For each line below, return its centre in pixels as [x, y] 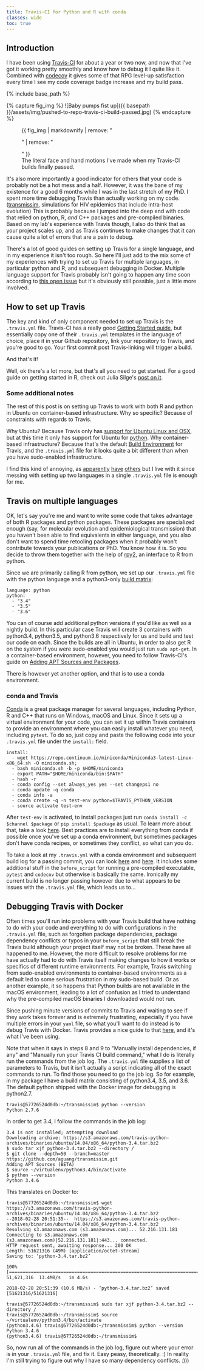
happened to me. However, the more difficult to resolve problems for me [97, 953]
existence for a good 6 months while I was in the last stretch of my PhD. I [97, 192]
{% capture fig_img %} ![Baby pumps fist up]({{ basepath [78, 106]
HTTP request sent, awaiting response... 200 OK [69, 1246]
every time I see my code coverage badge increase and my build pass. [95, 82]
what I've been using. [33, 1037]
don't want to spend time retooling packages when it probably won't [92, 542]
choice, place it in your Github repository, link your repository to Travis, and [100, 341]
